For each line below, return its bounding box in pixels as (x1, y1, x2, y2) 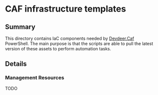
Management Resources (5, 74, 64, 81)
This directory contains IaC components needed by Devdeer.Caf (5, 35, 134, 41)
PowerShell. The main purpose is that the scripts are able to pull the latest (5, 41, 154, 47)
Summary (5, 23, 36, 31)
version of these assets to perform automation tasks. (5, 46, 111, 51)
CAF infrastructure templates (5, 3, 126, 15)
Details (5, 60, 27, 68)
